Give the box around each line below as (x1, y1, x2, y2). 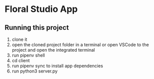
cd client (11, 58, 30, 63)
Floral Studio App (4, 3, 78, 15)
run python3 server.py (11, 68, 58, 74)
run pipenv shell (11, 52, 45, 58)
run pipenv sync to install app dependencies (11, 63, 103, 69)
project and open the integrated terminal (11, 47, 95, 53)
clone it (11, 36, 27, 42)
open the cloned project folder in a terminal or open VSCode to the (11, 42, 149, 48)
